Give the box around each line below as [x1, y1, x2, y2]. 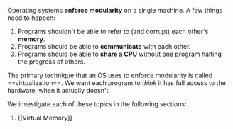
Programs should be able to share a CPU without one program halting [17, 50, 222, 58]
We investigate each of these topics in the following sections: [7, 100, 187, 108]
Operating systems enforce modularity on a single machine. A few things [7, 6, 223, 14]
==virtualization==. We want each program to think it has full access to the [7, 79, 226, 87]
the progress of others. [17, 57, 85, 66]
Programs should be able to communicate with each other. [17, 43, 191, 50]
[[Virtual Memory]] [17, 113, 72, 122]
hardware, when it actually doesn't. [7, 86, 111, 94]
